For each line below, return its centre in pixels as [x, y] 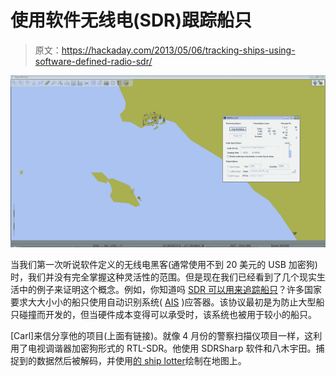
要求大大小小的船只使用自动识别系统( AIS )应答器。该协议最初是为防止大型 [163, 302]
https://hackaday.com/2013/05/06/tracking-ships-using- [178, 50]
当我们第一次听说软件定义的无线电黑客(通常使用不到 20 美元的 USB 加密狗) [164, 265]
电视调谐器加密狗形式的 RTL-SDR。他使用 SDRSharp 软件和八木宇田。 [172, 348]
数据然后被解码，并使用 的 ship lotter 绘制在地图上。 [141, 361]
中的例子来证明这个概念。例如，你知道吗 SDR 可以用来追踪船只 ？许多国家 [170, 290]
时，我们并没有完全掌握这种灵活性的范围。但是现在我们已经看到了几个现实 [163, 277]
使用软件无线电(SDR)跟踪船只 [131, 20]
